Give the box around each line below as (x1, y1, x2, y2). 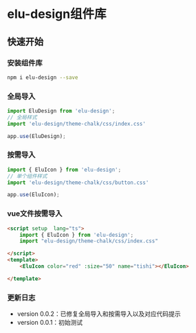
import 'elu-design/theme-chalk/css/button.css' (7, 179, 149, 186)
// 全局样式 (7, 114, 38, 121)
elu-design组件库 (7, 6, 107, 22)
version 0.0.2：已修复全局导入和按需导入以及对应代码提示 (17, 310, 181, 318)
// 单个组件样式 (7, 172, 47, 179)
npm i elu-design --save (7, 73, 78, 81)
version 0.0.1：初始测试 (17, 319, 83, 327)
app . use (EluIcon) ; (7, 192, 60, 198)
